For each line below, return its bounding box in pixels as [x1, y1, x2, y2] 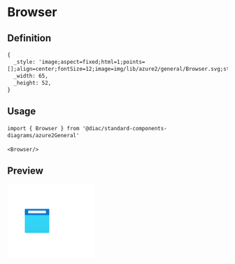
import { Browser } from [7, 125, 80, 132]
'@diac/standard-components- [82, 125, 168, 132]
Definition [7, 32, 51, 44]
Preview [7, 165, 44, 177]
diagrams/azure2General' [7, 132, 80, 139]
